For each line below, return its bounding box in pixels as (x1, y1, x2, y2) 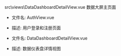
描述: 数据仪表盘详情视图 (11, 46, 61, 51)
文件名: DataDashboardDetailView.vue (11, 36, 88, 41)
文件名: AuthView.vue (11, 15, 54, 20)
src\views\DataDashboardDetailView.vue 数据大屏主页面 (4, 4, 117, 10)
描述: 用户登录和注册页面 (11, 25, 61, 31)
